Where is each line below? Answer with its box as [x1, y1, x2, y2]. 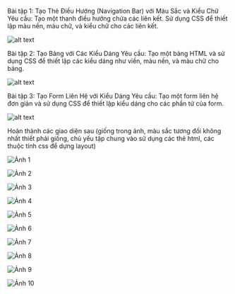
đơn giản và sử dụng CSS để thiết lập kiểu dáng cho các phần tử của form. [7, 99, 224, 108]
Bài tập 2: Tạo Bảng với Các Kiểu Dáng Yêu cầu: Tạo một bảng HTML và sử [7, 50, 225, 57]
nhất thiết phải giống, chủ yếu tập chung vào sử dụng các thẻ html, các [7, 135, 215, 142]
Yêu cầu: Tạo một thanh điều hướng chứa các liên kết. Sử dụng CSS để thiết [7, 14, 228, 23]
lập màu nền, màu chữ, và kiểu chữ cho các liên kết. [7, 22, 159, 30]
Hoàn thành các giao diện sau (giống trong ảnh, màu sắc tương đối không [7, 127, 222, 135]
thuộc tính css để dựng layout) [7, 142, 97, 150]
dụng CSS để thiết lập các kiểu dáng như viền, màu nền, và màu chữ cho [7, 57, 219, 65]
